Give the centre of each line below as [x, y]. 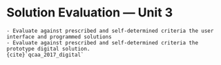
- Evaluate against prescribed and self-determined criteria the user [110, 31]
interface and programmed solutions [59, 37]
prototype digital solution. [48, 49]
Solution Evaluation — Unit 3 [90, 13]
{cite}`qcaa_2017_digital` [45, 55]
